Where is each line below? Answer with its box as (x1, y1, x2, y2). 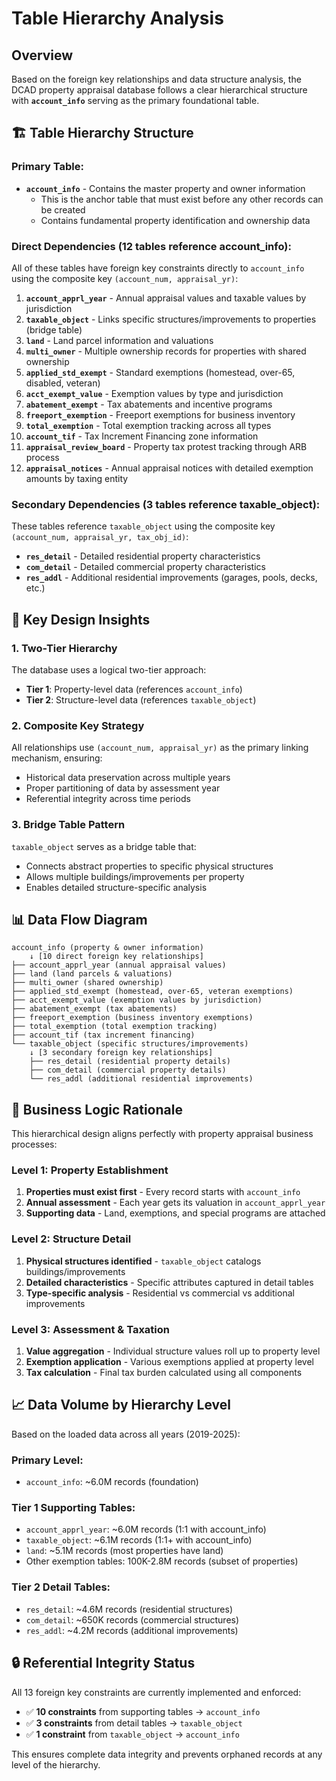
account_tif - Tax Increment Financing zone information (25, 430, 259, 442)
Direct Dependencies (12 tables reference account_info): (11, 239, 292, 253)
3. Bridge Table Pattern (11, 818, 126, 832)
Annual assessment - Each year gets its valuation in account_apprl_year (25, 1197, 326, 1209)
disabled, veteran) (25, 377, 101, 389)
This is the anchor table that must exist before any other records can (40, 193, 324, 205)
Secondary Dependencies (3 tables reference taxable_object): (11, 497, 321, 511)
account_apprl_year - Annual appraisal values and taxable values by (25, 292, 307, 304)
